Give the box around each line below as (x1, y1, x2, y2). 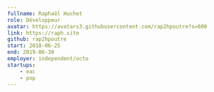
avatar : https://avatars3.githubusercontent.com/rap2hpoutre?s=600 (7, 23, 208, 30)
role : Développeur (7, 17, 61, 24)
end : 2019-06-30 (7, 49, 54, 56)
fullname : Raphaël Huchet (7, 10, 82, 17)
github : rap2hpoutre (7, 36, 68, 43)
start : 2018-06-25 (7, 42, 61, 49)
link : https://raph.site (7, 29, 79, 37)
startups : (7, 62, 36, 68)
